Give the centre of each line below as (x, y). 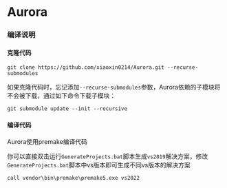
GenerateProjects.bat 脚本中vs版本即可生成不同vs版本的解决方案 (99, 165)
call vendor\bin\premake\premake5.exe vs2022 (73, 178)
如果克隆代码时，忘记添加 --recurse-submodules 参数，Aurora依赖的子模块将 (114, 87)
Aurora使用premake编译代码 (47, 141)
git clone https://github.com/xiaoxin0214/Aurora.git (86, 67)
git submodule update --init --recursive (67, 109)
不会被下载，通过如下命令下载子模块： (61, 96)
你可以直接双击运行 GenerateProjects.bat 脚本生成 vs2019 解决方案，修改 (108, 156)
